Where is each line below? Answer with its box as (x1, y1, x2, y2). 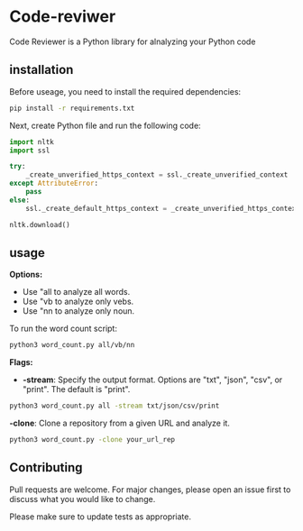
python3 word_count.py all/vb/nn (9, 341, 135, 350)
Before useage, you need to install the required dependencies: (9, 86, 242, 96)
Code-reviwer (9, 6, 116, 27)
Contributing (9, 460, 83, 475)
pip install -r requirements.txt (9, 104, 135, 113)
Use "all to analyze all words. (22, 287, 131, 298)
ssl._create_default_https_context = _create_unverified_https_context (25, 204, 300, 213)
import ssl (9, 146, 50, 155)
